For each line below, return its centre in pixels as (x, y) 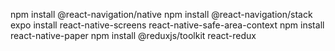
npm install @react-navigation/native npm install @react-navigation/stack (161, 14)
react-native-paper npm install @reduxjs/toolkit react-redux (133, 35)
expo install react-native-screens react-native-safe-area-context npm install (167, 25)
